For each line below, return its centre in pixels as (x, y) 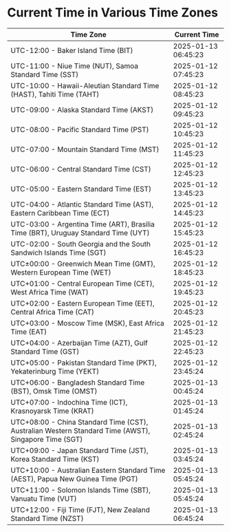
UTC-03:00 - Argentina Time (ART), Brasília (82, 224)
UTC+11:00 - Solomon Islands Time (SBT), (81, 490)
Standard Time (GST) (45, 351)
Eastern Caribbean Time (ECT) (60, 213)
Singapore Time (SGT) (47, 439)
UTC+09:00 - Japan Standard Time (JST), (80, 450)
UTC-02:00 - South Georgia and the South (81, 244)
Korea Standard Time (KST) (55, 459)
